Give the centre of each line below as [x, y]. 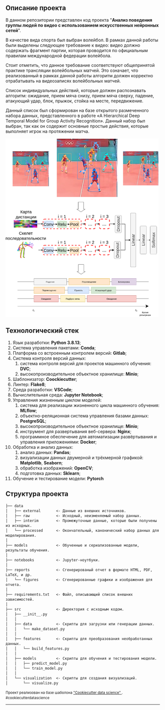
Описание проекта [36, 8]
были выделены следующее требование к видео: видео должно [73, 45]
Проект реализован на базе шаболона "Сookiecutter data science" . [64, 693]
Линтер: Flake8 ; [29, 384]
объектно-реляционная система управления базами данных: [84, 416]
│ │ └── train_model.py [34, 668]
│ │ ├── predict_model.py [36, 663]
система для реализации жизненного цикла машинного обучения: [90, 405]
